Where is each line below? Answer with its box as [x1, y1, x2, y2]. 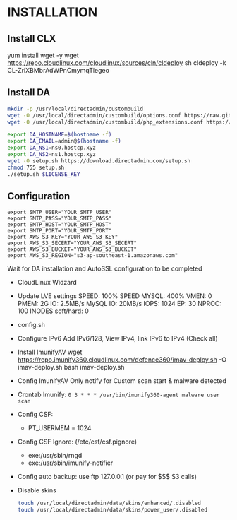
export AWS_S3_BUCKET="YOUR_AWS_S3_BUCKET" [7, 246, 138, 253]
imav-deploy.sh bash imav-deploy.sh [17, 363, 125, 372]
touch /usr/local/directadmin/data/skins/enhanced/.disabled [17, 500, 202, 507]
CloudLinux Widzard [17, 278, 78, 287]
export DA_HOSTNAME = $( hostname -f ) [7, 131, 112, 138]
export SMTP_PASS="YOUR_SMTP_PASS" [7, 215, 112, 223]
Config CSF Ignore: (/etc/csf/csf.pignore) [17, 437, 138, 446]
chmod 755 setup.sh [7, 164, 65, 171]
